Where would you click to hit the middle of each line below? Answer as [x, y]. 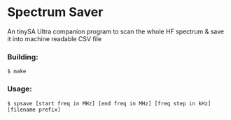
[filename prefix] [34, 110]
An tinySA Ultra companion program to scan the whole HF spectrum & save [116, 31]
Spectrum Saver [55, 12]
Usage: [20, 89]
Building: [23, 57]
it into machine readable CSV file [55, 38]
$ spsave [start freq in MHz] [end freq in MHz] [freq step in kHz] [109, 103]
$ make [17, 72]
